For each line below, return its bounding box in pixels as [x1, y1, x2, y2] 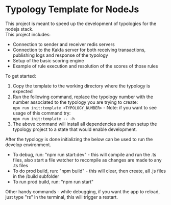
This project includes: [5, 31, 51, 37]
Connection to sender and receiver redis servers [12, 41, 115, 47]
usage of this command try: [12, 110, 71, 116]
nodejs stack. [5, 26, 34, 32]
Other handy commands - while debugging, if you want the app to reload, [5, 188, 160, 195]
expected [12, 88, 33, 94]
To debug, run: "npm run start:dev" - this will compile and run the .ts [12, 151, 157, 157]
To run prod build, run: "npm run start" [12, 178, 94, 185]
